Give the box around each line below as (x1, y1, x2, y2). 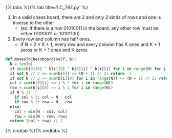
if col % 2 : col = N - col (14, 95, 72, 100)
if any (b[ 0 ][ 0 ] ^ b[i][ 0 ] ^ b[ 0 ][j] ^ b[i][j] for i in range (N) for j (10, 66, 166, 71)
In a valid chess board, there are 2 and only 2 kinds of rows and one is (12, 14, 161, 20)
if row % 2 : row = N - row (14, 99, 72, 104)
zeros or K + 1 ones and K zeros (20, 47, 88, 53)
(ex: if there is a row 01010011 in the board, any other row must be (20, 25, 159, 31)
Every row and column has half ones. (12, 36, 91, 42)
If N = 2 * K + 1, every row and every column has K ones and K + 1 (20, 41, 160, 48)
